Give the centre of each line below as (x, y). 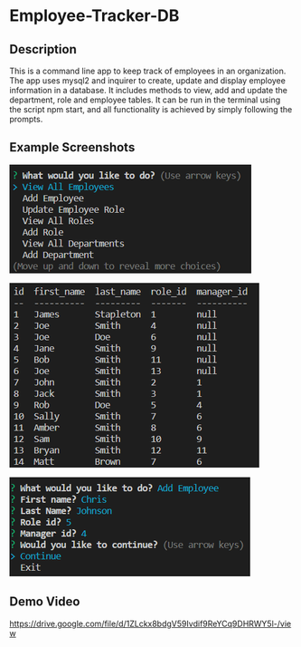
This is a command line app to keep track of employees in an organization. (148, 71)
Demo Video (45, 602)
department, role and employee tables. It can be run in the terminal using (145, 100)
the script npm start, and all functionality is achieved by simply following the (151, 109)
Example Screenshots (72, 147)
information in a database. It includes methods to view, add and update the (148, 90)
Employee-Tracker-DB (94, 16)
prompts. (26, 119)
